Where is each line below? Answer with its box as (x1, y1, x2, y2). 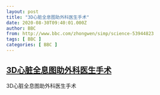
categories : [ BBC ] (6, 42, 58, 48)
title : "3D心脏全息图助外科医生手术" (6, 14, 90, 20)
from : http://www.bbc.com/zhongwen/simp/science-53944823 (6, 31, 154, 37)
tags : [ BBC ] (6, 36, 42, 42)
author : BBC (6, 25, 36, 31)
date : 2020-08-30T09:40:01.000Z (6, 20, 87, 26)
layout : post (6, 8, 39, 15)
